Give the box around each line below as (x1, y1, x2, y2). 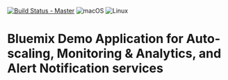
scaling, (7, 46, 54, 62)
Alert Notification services (7, 61, 163, 77)
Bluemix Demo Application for (7, 31, 184, 47)
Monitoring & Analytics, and (56, 46, 222, 62)
